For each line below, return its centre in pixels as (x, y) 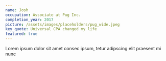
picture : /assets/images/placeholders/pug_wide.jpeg (63, 24)
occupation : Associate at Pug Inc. (43, 15)
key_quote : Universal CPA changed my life (51, 29)
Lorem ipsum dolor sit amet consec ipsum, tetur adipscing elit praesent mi (83, 48)
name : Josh (17, 10)
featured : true (21, 34)
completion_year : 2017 (29, 19)
